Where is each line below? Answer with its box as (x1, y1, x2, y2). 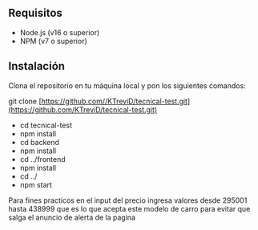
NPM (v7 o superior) (19, 36, 88, 46)
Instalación (8, 59, 66, 73)
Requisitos (8, 6, 62, 20)
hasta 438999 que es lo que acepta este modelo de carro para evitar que (8, 204, 251, 213)
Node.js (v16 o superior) (19, 27, 100, 37)
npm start (19, 180, 52, 189)
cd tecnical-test (19, 120, 72, 130)
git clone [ (8, 96, 42, 106)
